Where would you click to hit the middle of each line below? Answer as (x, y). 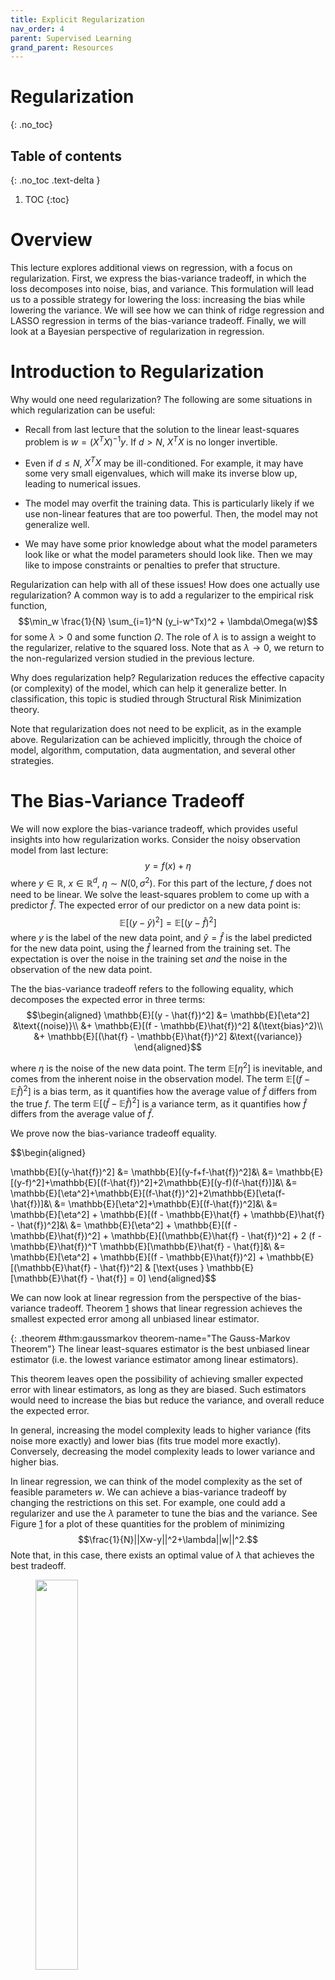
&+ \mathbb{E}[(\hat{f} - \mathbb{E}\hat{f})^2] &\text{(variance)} (168, 1037)
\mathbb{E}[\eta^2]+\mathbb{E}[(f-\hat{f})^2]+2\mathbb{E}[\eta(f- (148, 1193)
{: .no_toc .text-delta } (55, 180)
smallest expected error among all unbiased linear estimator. (135, 1319)
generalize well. (57, 525)
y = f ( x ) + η (168, 866)
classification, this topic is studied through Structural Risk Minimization (156, 699)
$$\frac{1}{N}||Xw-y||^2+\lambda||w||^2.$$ (168, 1540)
